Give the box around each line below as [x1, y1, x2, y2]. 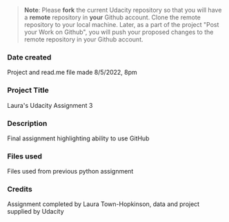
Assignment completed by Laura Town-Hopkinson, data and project [7, 200, 200, 208]
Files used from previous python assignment [7, 167, 134, 176]
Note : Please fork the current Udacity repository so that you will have [23, 6, 222, 14]
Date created [7, 52, 52, 62]
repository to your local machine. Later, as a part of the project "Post [23, 21, 219, 28]
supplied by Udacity [7, 207, 64, 216]
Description [7, 118, 48, 128]
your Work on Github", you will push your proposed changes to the [23, 28, 214, 36]
